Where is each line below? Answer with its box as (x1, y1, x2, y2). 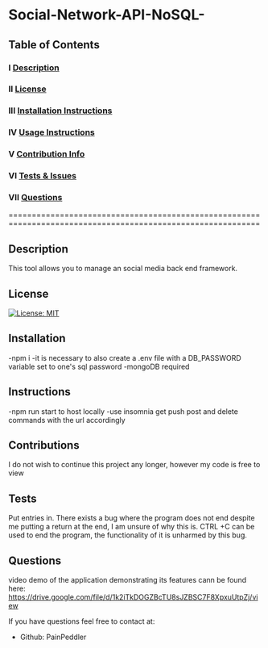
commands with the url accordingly (8, 415, 126, 424)
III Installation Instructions (8, 105, 113, 116)
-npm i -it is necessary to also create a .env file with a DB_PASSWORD (8, 353, 241, 362)
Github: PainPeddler (19, 632, 87, 642)
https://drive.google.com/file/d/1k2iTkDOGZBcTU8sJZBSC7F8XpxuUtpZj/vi (8, 592, 258, 602)
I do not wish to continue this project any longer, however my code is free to (8, 460, 261, 470)
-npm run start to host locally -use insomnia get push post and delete (8, 406, 239, 416)
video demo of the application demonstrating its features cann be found (8, 575, 247, 585)
